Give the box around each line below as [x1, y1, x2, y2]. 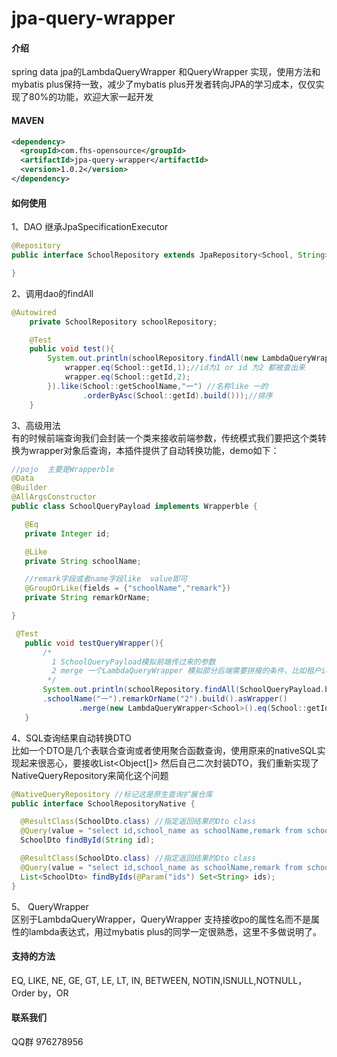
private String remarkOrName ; [24, 593, 151, 603]
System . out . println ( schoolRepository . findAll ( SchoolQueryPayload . [42, 685, 326, 695]
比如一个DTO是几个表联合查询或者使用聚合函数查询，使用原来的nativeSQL [11, 744, 318, 756]
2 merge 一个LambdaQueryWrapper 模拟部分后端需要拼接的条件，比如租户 [51, 666, 322, 676]
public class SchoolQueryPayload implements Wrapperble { [11, 502, 258, 512]
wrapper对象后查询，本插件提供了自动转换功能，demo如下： [28, 444, 280, 456]
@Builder [11, 483, 48, 493]
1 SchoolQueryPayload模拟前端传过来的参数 [51, 657, 216, 667]
